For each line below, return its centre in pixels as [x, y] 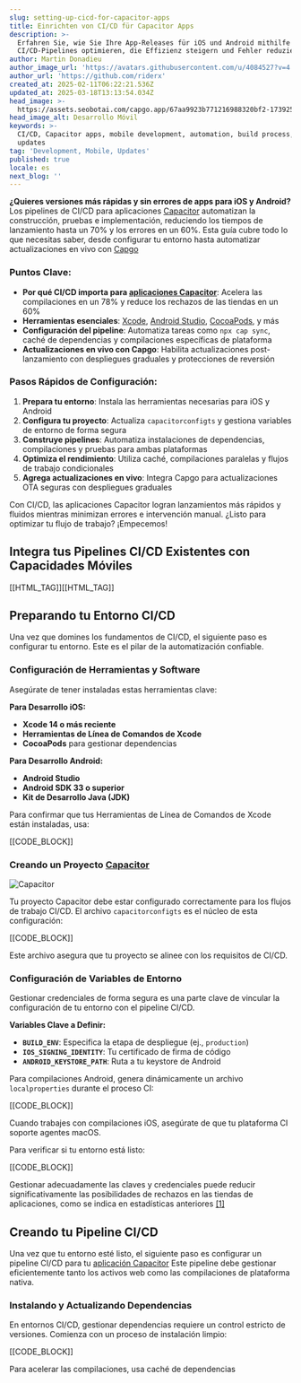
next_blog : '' [36, 176]
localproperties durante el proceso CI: [82, 1088]
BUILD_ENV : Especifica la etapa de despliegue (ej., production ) [135, 1042]
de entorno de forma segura [74, 430]
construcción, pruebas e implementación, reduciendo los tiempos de [136, 221]
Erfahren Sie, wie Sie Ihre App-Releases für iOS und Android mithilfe [154, 43]
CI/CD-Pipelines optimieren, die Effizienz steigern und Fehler [140, 51]
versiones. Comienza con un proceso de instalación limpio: [118, 1335]
